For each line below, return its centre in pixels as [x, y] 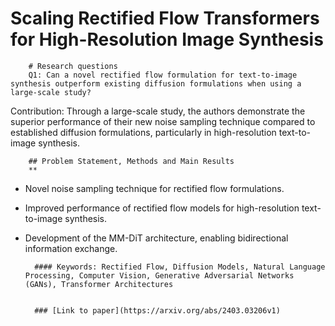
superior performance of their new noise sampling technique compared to [163, 121]
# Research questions [73, 66]
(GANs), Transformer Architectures [99, 284]
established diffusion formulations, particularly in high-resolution [143, 132]
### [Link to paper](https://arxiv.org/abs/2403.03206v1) [157, 310]
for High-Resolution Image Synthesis [167, 39]
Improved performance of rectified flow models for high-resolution [162, 208]
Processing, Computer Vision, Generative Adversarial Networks [159, 275]
